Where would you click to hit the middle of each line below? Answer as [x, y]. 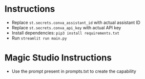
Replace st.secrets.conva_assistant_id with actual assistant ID [76, 22]
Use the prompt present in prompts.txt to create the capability [74, 71]
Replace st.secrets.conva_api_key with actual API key [66, 27]
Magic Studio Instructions [58, 58]
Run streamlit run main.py [39, 38]
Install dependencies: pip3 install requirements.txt [65, 33]
